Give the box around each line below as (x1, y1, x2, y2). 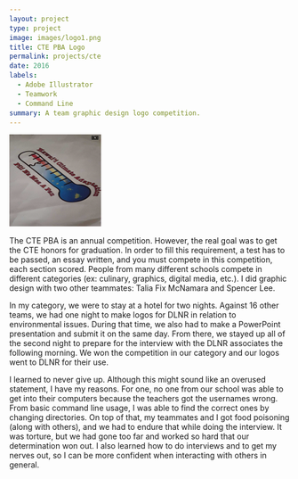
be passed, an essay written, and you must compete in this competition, (9, 254, 273, 265)
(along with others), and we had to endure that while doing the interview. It (9, 422, 282, 433)
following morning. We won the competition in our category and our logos (9, 348, 280, 359)
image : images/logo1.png (9, 33, 101, 42)
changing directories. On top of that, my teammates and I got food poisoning (9, 412, 290, 423)
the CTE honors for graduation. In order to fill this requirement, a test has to (9, 245, 286, 256)
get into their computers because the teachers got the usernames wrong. (9, 393, 278, 404)
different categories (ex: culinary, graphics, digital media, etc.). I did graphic (9, 273, 287, 285)
